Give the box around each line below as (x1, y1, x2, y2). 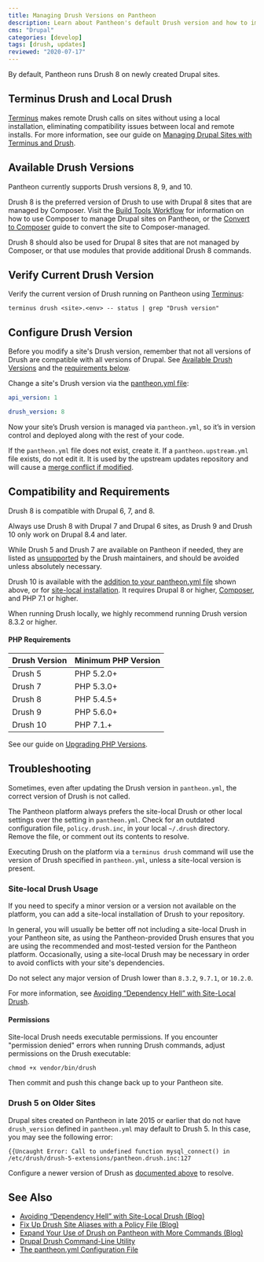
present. (8, 864, 35, 873)
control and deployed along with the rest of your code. (8, 431, 185, 440)
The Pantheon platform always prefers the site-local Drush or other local (8, 806, 243, 816)
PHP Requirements (8, 635, 71, 644)
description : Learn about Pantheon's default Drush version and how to (8, 19, 247, 27)
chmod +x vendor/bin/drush (8, 1064, 97, 1073)
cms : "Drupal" (8, 26, 55, 34)
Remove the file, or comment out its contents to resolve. (8, 831, 190, 841)
